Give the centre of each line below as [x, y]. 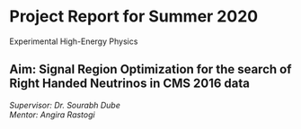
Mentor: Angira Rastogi [53, 115]
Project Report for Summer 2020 [134, 17]
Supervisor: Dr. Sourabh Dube [65, 105]
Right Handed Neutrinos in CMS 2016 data [129, 84]
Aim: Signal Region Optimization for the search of [150, 69]
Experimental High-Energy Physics [74, 41]
